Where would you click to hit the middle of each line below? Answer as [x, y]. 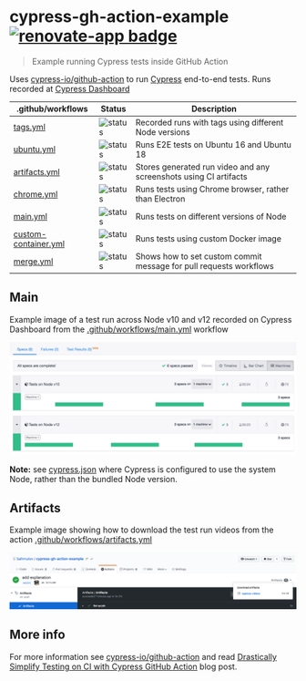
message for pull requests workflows [205, 266]
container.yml [39, 243]
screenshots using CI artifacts [191, 177]
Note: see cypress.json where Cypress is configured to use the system [143, 469]
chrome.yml [36, 194]
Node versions [163, 132]
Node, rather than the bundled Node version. [93, 480]
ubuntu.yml [35, 150]
